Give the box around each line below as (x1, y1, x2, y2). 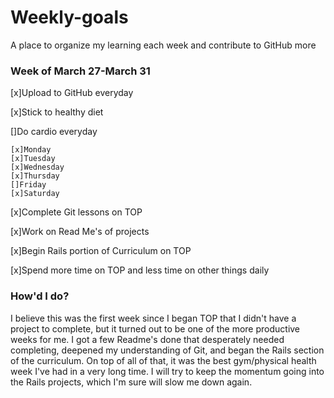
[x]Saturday (10, 189, 60, 199)
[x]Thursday (10, 171, 60, 181)
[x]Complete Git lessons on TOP (10, 206, 143, 218)
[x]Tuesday (10, 154, 56, 164)
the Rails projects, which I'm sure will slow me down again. (10, 376, 253, 388)
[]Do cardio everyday (10, 126, 98, 138)
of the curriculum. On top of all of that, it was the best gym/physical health (10, 354, 317, 366)
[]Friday (10, 180, 47, 190)
